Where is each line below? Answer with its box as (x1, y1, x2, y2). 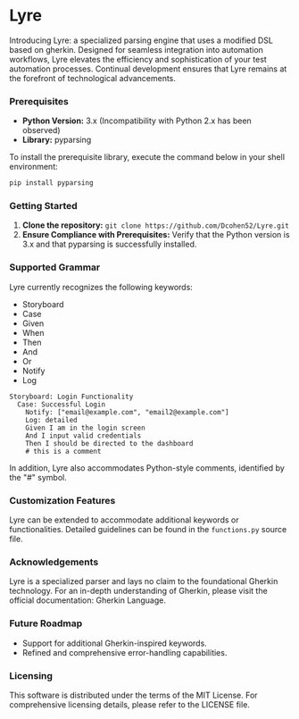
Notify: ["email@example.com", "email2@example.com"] (25, 407, 229, 416)
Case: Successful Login (17, 399, 105, 409)
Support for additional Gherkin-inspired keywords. (21, 638, 207, 648)
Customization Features (9, 494, 116, 506)
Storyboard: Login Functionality (9, 392, 134, 401)
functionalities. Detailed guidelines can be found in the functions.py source (9, 524, 287, 534)
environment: (9, 162, 58, 172)
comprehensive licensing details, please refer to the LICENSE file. (9, 698, 250, 710)
